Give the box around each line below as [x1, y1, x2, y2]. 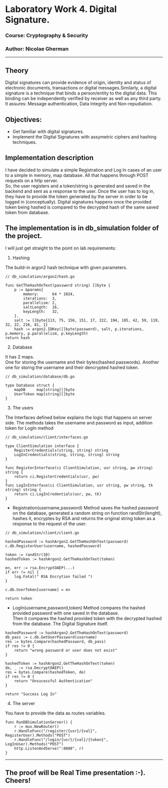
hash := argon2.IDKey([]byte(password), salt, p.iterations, [14, 326, 144, 331]
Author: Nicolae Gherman [5, 45, 69, 52]
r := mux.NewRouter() [14, 724, 59, 729]
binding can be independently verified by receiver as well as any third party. [5, 95, 161, 101]
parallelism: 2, [23, 300, 57, 305]
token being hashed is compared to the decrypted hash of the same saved [5, 204, 159, 210]
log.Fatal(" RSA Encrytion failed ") [14, 574, 93, 579]
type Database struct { [5, 382, 55, 388]
